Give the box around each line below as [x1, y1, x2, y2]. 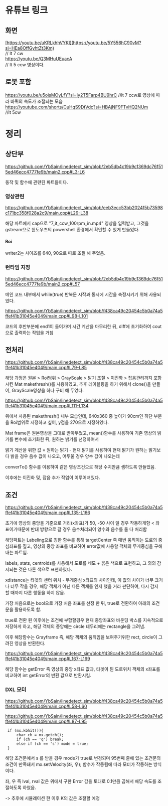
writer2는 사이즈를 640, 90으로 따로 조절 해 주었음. [5, 250, 106, 256]
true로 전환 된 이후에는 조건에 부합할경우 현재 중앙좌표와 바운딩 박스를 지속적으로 [5, 617, 163, 623]
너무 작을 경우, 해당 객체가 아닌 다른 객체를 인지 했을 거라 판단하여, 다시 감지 [10, 583, 159, 589]
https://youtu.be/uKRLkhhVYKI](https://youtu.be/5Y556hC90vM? [7, 40, 141, 46]
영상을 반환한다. [14, 640, 46, 647]
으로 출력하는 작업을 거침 [5, 330, 54, 336]
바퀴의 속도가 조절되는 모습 [10, 98, 63, 104]
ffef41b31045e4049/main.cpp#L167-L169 [5, 656, 90, 662]
